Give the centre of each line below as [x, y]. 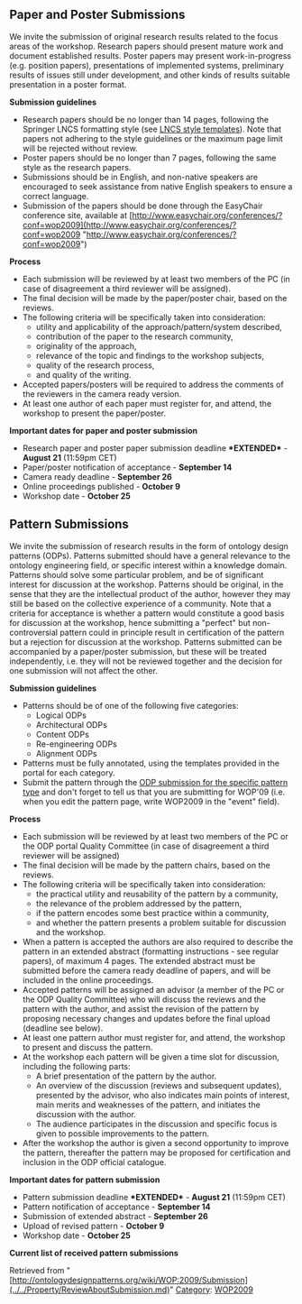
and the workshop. [71, 932]
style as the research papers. [77, 167]
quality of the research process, [95, 365]
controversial [34, 632]
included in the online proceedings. [88, 980]
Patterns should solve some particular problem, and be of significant [137, 574]
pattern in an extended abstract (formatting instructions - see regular [151, 951]
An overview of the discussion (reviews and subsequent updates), [159, 1085]
